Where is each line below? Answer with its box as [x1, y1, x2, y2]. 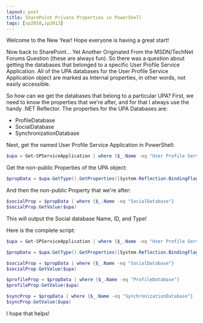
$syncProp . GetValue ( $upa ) [6, 299, 71, 305]
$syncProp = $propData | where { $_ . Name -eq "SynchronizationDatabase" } [6, 293, 193, 299]
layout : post [6, 8, 39, 15]
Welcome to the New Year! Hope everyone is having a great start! [6, 37, 169, 44]
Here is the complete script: [6, 226, 76, 233]
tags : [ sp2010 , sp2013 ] [6, 20, 63, 26]
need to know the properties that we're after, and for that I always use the [6, 99, 189, 106]
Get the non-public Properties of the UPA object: [6, 164, 127, 171]
